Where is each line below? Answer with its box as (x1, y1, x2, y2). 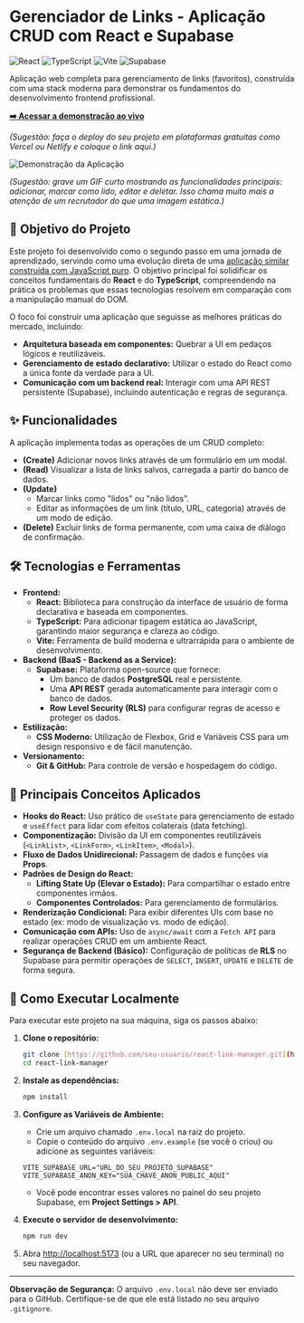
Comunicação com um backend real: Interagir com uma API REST (22, 377, 271, 388)
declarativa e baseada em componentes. (35, 607, 188, 618)
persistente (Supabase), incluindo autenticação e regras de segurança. (22, 387, 288, 398)
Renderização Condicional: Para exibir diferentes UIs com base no (22, 907, 274, 918)
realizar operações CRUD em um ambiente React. (22, 935, 208, 947)
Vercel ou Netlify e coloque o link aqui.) (9, 140, 157, 151)
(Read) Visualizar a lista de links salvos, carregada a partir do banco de (22, 464, 290, 475)
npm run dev (22, 1232, 68, 1241)
